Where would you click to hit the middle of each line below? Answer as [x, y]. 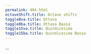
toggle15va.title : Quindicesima [39, 29]
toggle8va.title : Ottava [31, 19]
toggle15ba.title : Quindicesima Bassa [45, 33]
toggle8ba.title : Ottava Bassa [38, 24]
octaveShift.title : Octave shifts [41, 15]
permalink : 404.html [27, 10]
